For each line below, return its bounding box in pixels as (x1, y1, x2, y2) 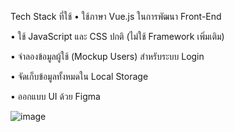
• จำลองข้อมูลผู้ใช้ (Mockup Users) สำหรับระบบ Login (10, 51, 205, 62)
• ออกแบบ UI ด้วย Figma (10, 91, 101, 102)
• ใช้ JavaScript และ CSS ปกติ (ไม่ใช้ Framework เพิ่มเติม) (10, 31, 225, 42)
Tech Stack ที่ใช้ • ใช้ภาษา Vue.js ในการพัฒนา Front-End (10, 11, 222, 22)
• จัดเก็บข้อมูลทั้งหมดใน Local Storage (10, 71, 149, 82)
